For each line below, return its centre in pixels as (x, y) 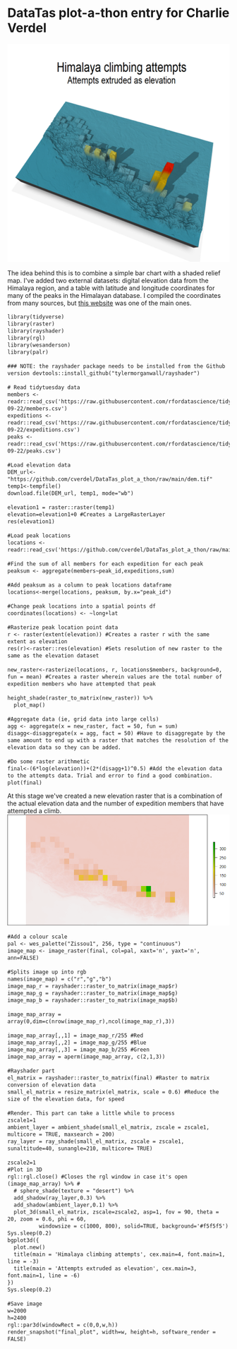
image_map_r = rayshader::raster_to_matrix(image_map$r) (93, 986)
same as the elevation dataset (53, 656)
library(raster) (31, 324)
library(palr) (28, 352)
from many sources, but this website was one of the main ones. (99, 303)
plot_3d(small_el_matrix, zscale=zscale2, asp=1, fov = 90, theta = (116, 1212)
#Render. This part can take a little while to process (91, 1113)
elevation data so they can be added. (64, 748)
